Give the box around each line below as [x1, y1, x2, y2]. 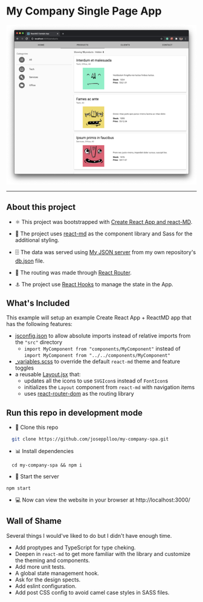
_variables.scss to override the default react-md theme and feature [14, 358, 180, 365]
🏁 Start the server [14, 473, 59, 480]
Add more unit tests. [14, 563, 66, 570]
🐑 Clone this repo [14, 424, 59, 431]
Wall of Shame [6, 516, 62, 526]
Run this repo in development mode [6, 407, 143, 418]
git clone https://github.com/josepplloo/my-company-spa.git [11, 436, 169, 442]
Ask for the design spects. [14, 576, 81, 583]
